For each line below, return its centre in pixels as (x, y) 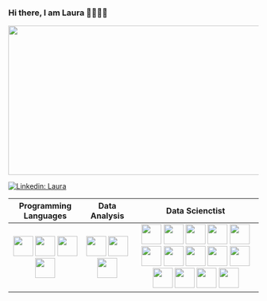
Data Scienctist (195, 211)
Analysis (107, 216)
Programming (45, 206)
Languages (45, 216)
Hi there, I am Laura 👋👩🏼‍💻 (58, 13)
